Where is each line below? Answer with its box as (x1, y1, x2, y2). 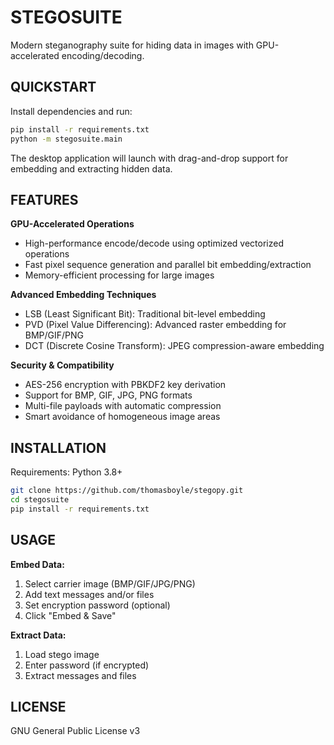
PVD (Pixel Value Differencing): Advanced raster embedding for (24, 319, 287, 331)
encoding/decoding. (61, 49, 145, 61)
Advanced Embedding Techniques (10, 289, 157, 301)
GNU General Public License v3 (10, 725, 141, 737)
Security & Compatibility (10, 359, 115, 371)
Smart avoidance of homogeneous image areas (24, 411, 221, 423)
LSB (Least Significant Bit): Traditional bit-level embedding (24, 308, 266, 320)
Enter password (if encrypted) (24, 659, 150, 671)
